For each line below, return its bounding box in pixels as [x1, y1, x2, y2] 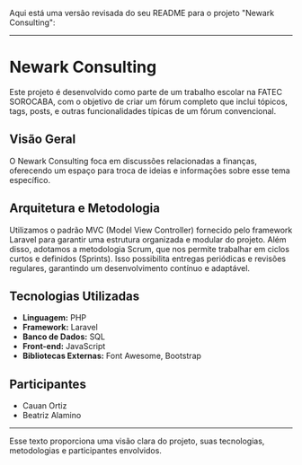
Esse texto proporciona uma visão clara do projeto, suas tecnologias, [9, 435, 265, 447]
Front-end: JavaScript [22, 341, 106, 352]
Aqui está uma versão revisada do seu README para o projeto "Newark [9, 8, 275, 18]
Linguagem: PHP [22, 312, 87, 323]
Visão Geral [9, 132, 76, 147]
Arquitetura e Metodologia [9, 201, 160, 216]
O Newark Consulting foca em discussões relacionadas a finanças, [9, 155, 258, 166]
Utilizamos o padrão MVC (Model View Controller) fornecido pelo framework [9, 224, 293, 235]
